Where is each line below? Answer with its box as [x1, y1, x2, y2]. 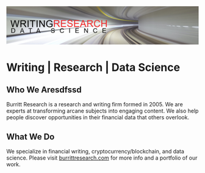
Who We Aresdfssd [6, 84, 82, 95]
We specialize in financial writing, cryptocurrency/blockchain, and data [6, 148, 185, 155]
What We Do [6, 131, 55, 142]
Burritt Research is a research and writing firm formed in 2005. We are [6, 101, 183, 108]
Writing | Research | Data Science [6, 61, 181, 74]
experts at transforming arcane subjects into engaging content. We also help [6, 107, 199, 115]
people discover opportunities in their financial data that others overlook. [6, 114, 190, 121]
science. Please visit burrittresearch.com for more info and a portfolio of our [6, 154, 198, 161]
